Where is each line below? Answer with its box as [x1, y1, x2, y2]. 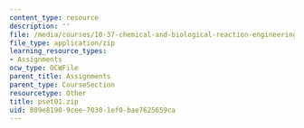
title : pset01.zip [9, 96, 79, 106]
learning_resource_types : [9, 47, 107, 56]
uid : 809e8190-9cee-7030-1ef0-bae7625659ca [9, 105, 176, 114]
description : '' [9, 22, 71, 31]
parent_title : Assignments [9, 72, 111, 81]
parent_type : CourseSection [9, 80, 116, 89]
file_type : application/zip [9, 38, 116, 48]
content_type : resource [9, 13, 100, 23]
